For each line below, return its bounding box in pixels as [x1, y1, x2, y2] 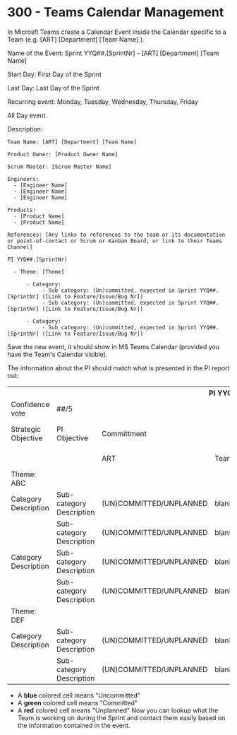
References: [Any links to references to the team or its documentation [7, 231, 226, 238]
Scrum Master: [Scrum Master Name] [7, 163, 112, 170]
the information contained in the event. [17, 722, 130, 730]
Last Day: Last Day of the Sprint [7, 83, 100, 92]
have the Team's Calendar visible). [7, 350, 108, 358]
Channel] [7, 243, 33, 251]
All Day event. [7, 111, 48, 119]
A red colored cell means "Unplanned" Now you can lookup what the [17, 706, 219, 715]
